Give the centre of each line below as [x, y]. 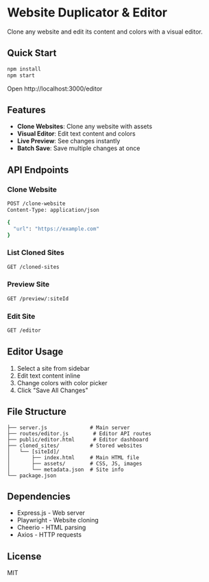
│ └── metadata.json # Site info [66, 470]
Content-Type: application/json [53, 210]
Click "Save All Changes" [52, 390]
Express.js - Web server [51, 513]
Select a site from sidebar [53, 368]
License [24, 556]
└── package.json [32, 475]
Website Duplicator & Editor [87, 13]
